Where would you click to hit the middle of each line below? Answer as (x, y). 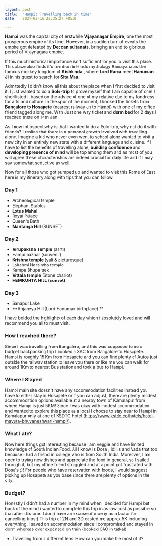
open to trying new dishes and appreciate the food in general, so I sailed (77, 460)
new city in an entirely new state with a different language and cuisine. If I (78, 142)
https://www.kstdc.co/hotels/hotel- (119, 416)
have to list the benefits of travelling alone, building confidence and (73, 147)
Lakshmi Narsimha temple (38, 265)
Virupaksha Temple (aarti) (39, 249)
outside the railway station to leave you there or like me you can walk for (77, 362)
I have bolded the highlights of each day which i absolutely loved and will (78, 318)
